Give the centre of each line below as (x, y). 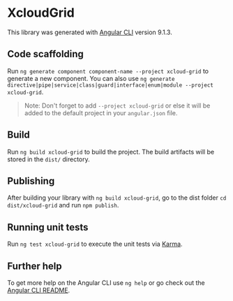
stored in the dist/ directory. (49, 159)
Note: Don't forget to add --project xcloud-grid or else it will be (117, 105)
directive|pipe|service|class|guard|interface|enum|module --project (111, 85)
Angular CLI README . (39, 290)
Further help (35, 266)
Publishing (31, 181)
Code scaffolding (45, 54)
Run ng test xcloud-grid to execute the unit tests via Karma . (95, 244)
